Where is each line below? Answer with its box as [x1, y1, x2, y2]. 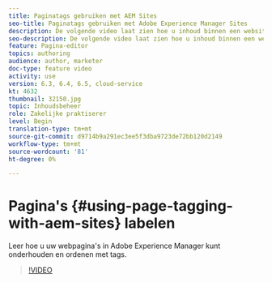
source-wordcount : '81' [8, 147, 89, 156]
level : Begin [8, 117, 53, 126]
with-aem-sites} [8, 214, 121, 233]
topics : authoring [8, 49, 70, 58]
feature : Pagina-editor [8, 42, 89, 50]
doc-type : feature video [8, 65, 92, 73]
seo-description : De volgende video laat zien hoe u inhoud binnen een [8, 34, 255, 43]
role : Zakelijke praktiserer [8, 110, 107, 118]
